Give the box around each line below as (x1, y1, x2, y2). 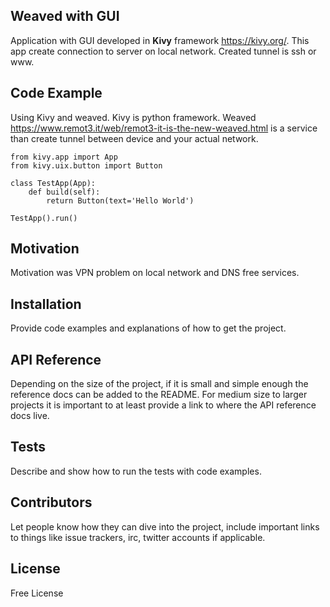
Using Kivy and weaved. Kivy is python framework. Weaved (10, 111, 257, 123)
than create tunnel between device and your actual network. (10, 132, 259, 144)
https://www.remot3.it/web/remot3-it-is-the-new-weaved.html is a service (10, 122, 318, 134)
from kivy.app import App (10, 152, 118, 162)
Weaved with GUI (10, 8, 120, 25)
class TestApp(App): (10, 178, 97, 188)
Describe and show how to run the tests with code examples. (10, 465, 262, 477)
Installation (10, 295, 82, 313)
